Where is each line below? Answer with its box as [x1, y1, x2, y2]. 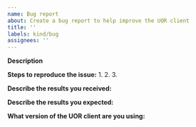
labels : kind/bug [7, 30, 59, 38]
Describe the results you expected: [7, 98, 114, 107]
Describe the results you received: [7, 84, 112, 93]
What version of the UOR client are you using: [7, 112, 145, 121]
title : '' [7, 24, 37, 31]
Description [7, 56, 43, 65]
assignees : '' [7, 37, 50, 44]
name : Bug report [7, 10, 59, 18]
